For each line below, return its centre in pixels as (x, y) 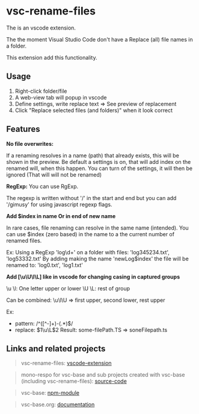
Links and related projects (56, 349)
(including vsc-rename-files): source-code (74, 381)
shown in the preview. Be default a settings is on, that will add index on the (99, 162)
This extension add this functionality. (52, 57)
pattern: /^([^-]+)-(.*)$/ (44, 323)
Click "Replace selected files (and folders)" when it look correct (94, 110)
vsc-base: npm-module (50, 393)
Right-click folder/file (41, 91)
